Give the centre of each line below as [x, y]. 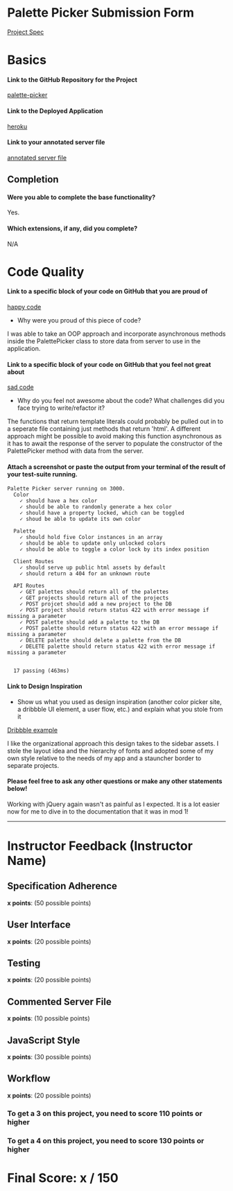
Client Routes [34, 562]
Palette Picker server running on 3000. [67, 489]
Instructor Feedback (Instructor [100, 846]
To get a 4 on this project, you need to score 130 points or [106, 1140]
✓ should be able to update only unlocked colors [93, 543]
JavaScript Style [44, 1040]
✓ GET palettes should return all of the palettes [94, 592]
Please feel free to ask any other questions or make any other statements [115, 781]
